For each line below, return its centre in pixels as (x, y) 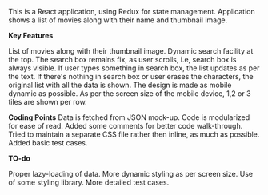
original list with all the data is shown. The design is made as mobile (120, 85)
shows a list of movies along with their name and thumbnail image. (118, 20)
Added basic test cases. (48, 143)
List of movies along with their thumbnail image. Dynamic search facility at (131, 51)
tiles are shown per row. (48, 102)
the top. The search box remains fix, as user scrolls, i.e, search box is (122, 60)
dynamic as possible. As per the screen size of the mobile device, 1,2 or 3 (130, 94)
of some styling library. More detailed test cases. (89, 182)
